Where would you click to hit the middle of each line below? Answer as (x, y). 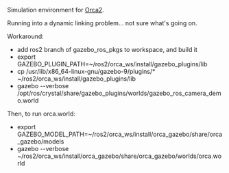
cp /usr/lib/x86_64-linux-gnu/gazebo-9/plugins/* (86, 71)
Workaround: (26, 36)
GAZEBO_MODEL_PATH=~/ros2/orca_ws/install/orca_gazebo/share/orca (120, 134)
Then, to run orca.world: (41, 114)
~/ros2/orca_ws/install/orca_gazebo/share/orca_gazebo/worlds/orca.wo (119, 156)
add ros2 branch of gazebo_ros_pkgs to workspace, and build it (107, 50)
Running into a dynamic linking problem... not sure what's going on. (102, 23)
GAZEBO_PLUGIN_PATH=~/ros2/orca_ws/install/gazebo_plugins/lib (112, 64)
